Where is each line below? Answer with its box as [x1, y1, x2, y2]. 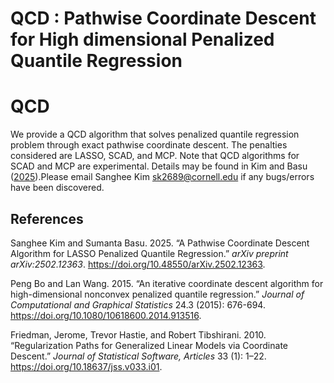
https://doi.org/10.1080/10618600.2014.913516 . [10, 309, 202, 321]
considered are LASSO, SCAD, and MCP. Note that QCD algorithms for [10, 150, 300, 162]
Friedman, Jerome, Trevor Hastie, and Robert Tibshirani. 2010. [10, 328, 267, 341]
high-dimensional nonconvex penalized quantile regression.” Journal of [10, 288, 305, 300]
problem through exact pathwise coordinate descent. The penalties [10, 139, 288, 151]
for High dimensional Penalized [10, 28, 275, 51]
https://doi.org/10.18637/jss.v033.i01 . [10, 360, 163, 372]
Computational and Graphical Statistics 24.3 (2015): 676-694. [10, 298, 266, 311]
